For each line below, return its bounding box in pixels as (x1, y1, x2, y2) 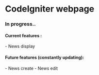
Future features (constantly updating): (5, 54, 84, 60)
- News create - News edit (5, 65, 58, 71)
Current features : (5, 32, 42, 38)
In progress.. (5, 21, 36, 28)
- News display (5, 44, 35, 49)
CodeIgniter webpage (5, 3, 95, 15)
